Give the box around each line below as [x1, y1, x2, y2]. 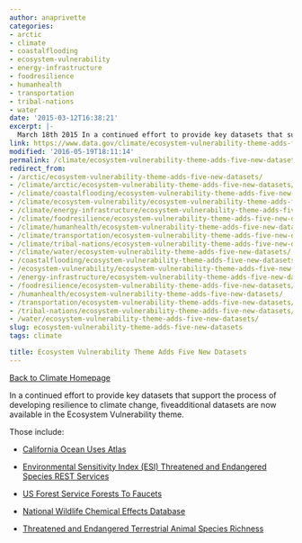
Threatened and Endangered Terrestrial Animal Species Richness [22, 523, 264, 534]
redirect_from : [9, 164, 67, 173]
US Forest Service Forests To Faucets [22, 488, 163, 499]
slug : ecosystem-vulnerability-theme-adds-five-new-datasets [9, 323, 244, 332]
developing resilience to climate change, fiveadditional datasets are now [9, 399, 277, 410]
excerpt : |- [9, 122, 54, 131]
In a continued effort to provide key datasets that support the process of [9, 389, 277, 401]
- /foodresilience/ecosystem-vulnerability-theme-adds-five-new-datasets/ [9, 281, 296, 290]
